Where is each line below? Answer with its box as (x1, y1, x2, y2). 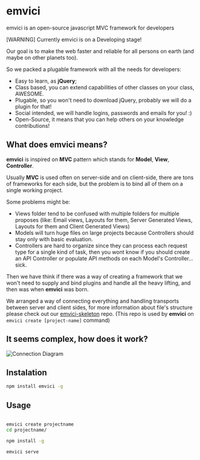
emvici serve (6, 449, 39, 455)
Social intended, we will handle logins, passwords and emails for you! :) (14, 109, 192, 116)
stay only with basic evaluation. (14, 235, 93, 242)
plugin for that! (14, 102, 52, 110)
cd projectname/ (6, 427, 47, 433)
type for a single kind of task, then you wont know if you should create (14, 248, 190, 256)
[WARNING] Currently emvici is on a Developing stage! (6, 36, 142, 43)
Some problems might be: (6, 198, 70, 206)
